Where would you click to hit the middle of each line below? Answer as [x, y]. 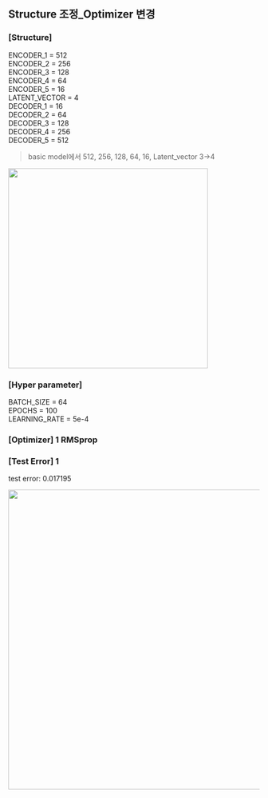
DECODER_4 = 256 [39, 131]
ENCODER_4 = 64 [37, 80]
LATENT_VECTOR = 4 [43, 98]
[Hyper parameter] [45, 385]
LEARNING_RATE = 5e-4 [49, 419]
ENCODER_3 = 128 [39, 72]
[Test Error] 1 [34, 461]
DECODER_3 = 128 [39, 123]
